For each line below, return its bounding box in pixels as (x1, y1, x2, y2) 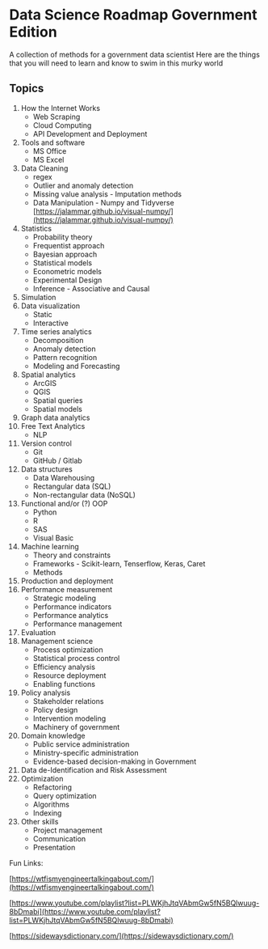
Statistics (20, 223, 52, 233)
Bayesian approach (32, 249, 98, 259)
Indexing (32, 807, 62, 818)
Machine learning (20, 541, 79, 551)
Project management (32, 825, 103, 835)
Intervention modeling (32, 714, 107, 723)
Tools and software (20, 138, 86, 147)
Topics (9, 82, 44, 95)
